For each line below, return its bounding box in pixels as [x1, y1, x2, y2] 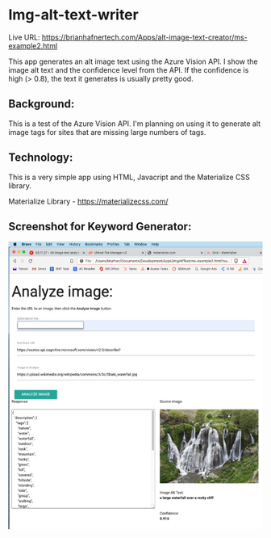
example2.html [8, 40, 58, 50]
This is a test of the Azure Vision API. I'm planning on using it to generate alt [8, 119, 261, 128]
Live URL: [8, 32, 40, 42]
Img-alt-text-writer [8, 6, 139, 24]
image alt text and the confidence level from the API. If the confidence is [8, 65, 249, 74]
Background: [8, 97, 75, 111]
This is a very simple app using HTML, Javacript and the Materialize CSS [8, 172, 250, 182]
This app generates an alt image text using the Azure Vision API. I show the [8, 57, 258, 66]
